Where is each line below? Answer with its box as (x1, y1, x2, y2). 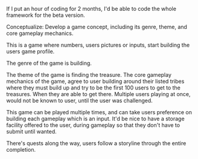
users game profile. (6, 48, 55, 55)
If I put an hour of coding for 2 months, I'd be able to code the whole (6, 5, 177, 12)
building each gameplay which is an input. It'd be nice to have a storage (6, 115, 185, 122)
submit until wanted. (6, 128, 57, 135)
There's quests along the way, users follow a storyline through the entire (6, 140, 187, 147)
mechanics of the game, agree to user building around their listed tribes (6, 78, 185, 85)
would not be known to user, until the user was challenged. (6, 97, 153, 104)
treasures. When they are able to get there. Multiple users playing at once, (6, 91, 191, 97)
